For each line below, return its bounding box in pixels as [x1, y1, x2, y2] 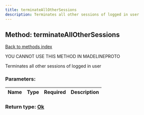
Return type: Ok [5, 103, 45, 110]
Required [44, 88, 66, 95]
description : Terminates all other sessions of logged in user [5, 12, 140, 17]
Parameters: [5, 75, 36, 82]
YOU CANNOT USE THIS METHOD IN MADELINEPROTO [5, 53, 121, 59]
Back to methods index [5, 43, 52, 50]
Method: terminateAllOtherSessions [5, 30, 120, 39]
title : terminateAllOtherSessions [5, 7, 77, 12]
